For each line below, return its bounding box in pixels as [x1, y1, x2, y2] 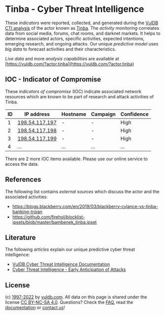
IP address [24, 110, 50, 117]
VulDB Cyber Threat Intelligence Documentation [12, 261, 110, 268]
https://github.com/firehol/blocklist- [12, 214, 85, 220]
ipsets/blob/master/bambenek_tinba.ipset [12, 219, 97, 225]
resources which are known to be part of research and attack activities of [5, 93, 154, 99]
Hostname [61, 110, 87, 117]
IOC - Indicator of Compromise [5, 75, 101, 84]
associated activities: [5, 194, 48, 200]
